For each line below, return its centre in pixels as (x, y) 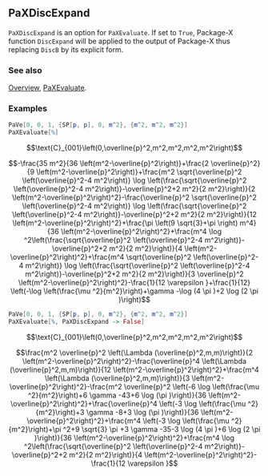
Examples (28, 109)
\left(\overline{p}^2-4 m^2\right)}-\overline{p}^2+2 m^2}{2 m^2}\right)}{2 (134, 189)
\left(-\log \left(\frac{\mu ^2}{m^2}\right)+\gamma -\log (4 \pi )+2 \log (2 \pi (134, 291)
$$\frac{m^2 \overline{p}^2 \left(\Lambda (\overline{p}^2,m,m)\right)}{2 (134, 353)
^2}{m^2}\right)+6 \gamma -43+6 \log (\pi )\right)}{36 (117, 395)
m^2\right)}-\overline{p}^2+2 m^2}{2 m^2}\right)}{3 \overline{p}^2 (134, 274)
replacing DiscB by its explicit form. (66, 49)
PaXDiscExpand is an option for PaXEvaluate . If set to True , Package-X (121, 32)
